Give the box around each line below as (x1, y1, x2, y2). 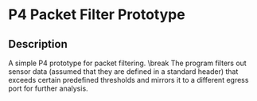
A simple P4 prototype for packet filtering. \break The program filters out (8, 58, 247, 68)
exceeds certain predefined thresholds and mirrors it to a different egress (8, 76, 249, 84)
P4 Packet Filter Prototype (8, 6, 185, 24)
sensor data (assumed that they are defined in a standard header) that (8, 67, 239, 76)
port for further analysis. (8, 84, 89, 93)
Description (8, 37, 68, 51)
